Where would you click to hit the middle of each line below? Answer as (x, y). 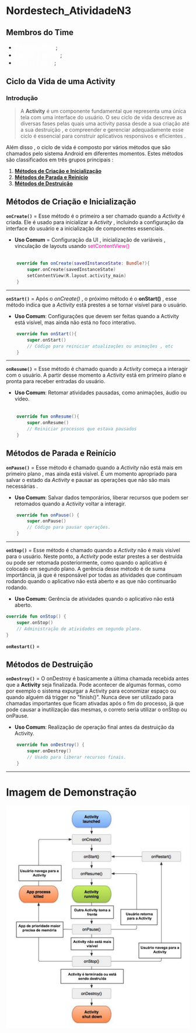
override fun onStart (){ (47, 334)
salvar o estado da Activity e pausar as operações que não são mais (88, 480)
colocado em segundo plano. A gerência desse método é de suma (86, 569)
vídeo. (22, 399)
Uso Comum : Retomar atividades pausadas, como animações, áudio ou (101, 392)
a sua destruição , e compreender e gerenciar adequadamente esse (102, 129)
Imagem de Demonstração (71, 792)
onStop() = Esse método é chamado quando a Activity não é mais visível (93, 550)
